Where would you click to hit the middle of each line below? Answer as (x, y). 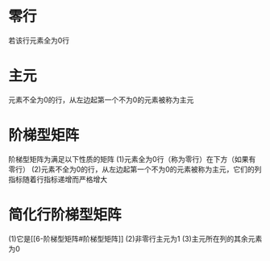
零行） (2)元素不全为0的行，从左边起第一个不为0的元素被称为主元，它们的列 (135, 169)
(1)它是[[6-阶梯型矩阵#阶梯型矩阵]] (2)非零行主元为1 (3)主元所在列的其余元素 (135, 238)
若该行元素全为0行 (39, 40)
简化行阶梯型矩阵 (65, 215)
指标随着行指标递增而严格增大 (58, 179)
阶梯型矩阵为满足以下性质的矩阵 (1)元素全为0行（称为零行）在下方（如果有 (132, 159)
